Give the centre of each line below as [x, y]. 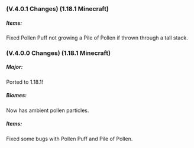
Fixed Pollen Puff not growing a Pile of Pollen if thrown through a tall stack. [97, 38]
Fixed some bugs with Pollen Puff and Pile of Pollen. [69, 139]
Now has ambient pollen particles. [48, 110]
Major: [14, 67]
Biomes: [17, 96]
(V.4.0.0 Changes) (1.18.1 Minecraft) [59, 53]
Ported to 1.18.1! [25, 82]
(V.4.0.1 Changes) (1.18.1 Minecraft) [58, 9]
